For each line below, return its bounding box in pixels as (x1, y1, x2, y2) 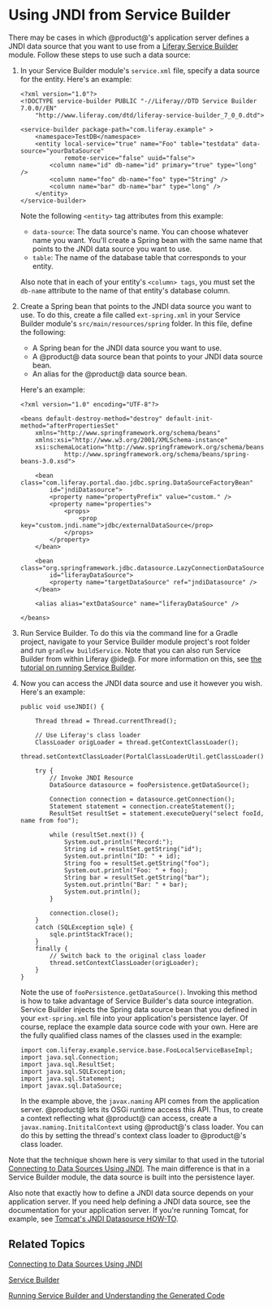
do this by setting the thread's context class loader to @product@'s (19, 1130, 247, 1140)
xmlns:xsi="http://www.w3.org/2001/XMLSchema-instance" (35, 436, 228, 444)
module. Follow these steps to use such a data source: (8, 50, 191, 59)
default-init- (166, 415, 214, 423)
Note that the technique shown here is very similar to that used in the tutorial (8, 1154, 265, 1164)
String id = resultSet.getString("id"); (63, 845, 203, 853)
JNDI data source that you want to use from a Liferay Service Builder (8, 41, 239, 50)
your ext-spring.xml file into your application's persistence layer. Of (19, 1013, 248, 1023)
